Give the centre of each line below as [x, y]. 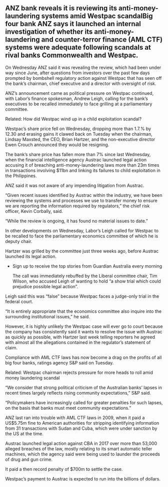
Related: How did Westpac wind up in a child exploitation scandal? [73, 119]
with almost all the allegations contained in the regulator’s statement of [78, 342]
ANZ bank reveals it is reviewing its [61, 8]
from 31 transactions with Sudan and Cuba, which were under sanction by [81, 428]
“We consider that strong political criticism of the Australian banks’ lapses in [84, 387]
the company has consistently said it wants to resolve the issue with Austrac [84, 331]
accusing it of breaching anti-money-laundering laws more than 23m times [82, 165]
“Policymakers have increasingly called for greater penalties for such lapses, [84, 402]
